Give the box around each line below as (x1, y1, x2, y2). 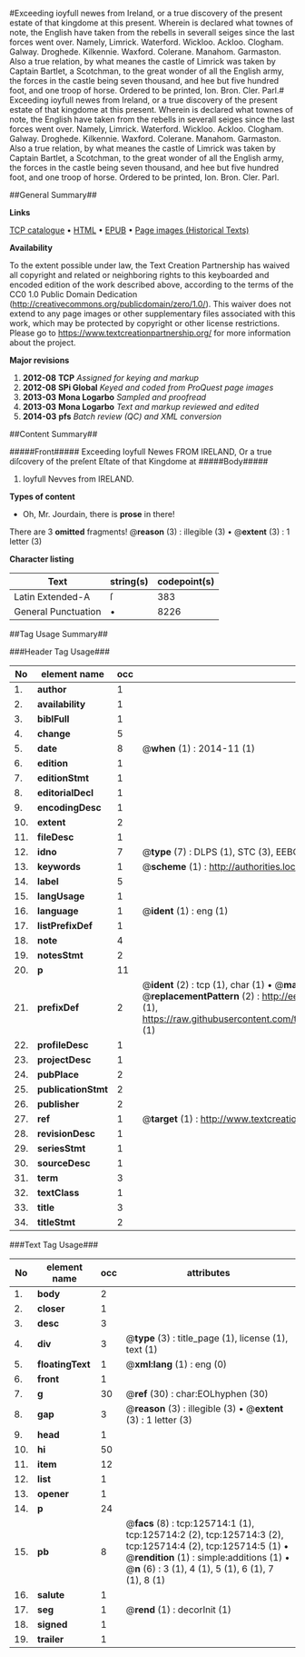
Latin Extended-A (14, 591, 91, 603)
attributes (186, 1267, 231, 1279)
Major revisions (9, 354, 70, 365)
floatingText (37, 1358, 91, 1371)
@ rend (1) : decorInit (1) (125, 1603, 231, 1616)
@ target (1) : (142, 1113, 199, 1125)
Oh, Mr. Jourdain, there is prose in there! (22, 509, 175, 519)
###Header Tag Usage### (9, 646, 111, 657)
